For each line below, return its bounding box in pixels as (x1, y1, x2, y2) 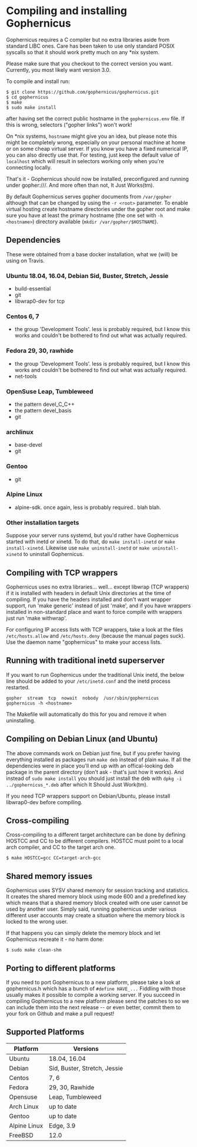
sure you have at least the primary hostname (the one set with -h (6, 211, 163, 219)
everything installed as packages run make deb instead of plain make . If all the (6, 756, 191, 763)
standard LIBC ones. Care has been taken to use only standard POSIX (6, 42, 175, 49)
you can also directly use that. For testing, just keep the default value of (6, 151, 180, 158)
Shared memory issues (6, 871, 93, 881)
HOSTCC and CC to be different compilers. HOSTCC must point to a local (6, 838, 184, 845)
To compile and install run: (6, 78, 71, 85)
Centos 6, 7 (6, 312, 39, 320)
